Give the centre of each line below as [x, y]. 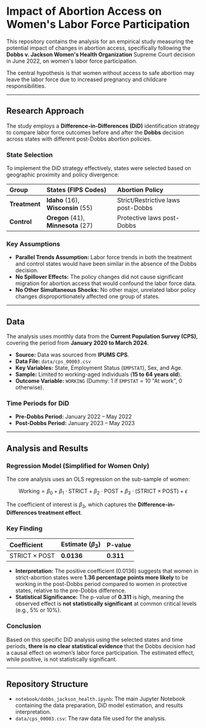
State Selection [30, 155]
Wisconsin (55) [70, 208]
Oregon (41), [66, 218]
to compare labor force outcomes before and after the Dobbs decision [95, 132]
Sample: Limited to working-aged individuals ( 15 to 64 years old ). [98, 374]
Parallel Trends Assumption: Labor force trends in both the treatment [103, 257]
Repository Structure [48, 684]
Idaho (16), [63, 200]
